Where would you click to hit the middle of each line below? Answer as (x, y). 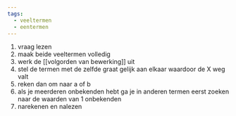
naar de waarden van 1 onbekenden (69, 99)
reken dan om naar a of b (54, 84)
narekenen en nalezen (50, 107)
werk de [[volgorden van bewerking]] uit (76, 62)
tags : (15, 14)
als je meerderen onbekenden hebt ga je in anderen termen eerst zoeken (123, 91)
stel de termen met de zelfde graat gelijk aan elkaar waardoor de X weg (121, 69)
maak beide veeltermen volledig (64, 54)
